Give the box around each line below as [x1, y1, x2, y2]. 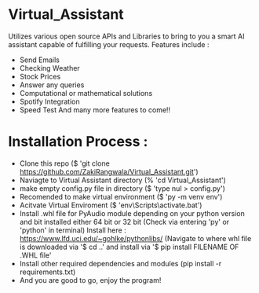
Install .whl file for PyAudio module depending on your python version [19, 208, 245, 218]
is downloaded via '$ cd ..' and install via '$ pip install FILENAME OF [19, 242, 239, 251]
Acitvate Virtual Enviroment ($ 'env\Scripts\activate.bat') [19, 200, 202, 210]
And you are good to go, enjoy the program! [19, 275, 162, 284]
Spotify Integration [19, 97, 80, 106]
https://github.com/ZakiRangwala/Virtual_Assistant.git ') [19, 167, 199, 176]
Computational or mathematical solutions [19, 88, 153, 97]
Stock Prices [19, 71, 61, 81]
